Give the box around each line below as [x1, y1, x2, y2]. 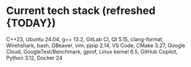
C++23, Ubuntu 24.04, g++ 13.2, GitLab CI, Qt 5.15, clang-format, [6, 36, 164, 43]
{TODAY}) [6, 16, 56, 30]
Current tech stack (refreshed [6, 4, 156, 17]
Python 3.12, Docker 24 [6, 54, 63, 61]
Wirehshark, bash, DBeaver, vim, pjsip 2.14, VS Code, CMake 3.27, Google [6, 42, 186, 49]
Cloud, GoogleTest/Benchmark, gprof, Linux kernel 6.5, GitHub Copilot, [6, 48, 178, 55]
